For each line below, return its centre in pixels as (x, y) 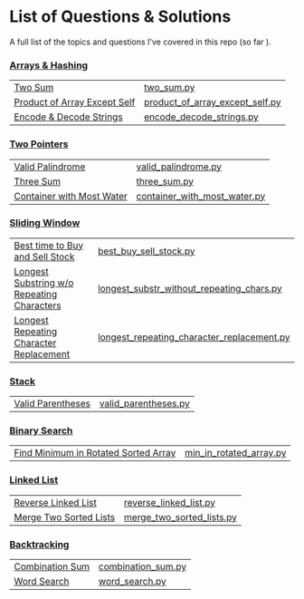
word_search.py (132, 582)
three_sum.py (165, 181)
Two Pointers (39, 144)
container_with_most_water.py (201, 196)
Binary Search (41, 430)
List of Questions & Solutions (120, 17)
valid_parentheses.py (144, 403)
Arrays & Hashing (49, 65)
